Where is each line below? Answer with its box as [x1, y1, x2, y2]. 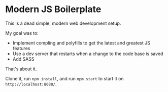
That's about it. [5, 66, 37, 72]
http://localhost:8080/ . [5, 81, 57, 87]
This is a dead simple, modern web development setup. [5, 20, 121, 26]
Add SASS [12, 56, 35, 62]
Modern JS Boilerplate [5, 4, 102, 15]
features [12, 45, 30, 51]
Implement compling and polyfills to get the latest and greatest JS [12, 39, 151, 46]
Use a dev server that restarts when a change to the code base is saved [12, 51, 163, 57]
